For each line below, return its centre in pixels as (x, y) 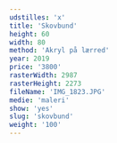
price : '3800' (36, 68)
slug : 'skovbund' (42, 116)
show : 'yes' (31, 108)
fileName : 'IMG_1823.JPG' (57, 91)
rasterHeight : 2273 (46, 83)
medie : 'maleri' (39, 100)
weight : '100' (36, 125)
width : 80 (28, 42)
